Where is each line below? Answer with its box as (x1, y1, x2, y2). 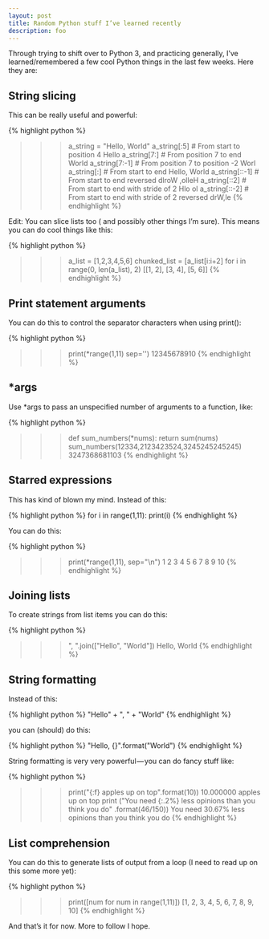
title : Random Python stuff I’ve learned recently (8, 19, 181, 27)
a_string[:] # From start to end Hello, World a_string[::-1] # (67, 167, 259, 177)
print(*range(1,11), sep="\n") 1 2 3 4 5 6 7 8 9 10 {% (67, 557, 237, 567)
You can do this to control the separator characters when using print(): (8, 318, 242, 327)
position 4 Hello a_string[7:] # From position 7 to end (67, 150, 243, 160)
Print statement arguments (8, 296, 146, 310)
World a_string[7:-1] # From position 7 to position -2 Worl (67, 158, 256, 169)
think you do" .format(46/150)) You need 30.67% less (67, 804, 245, 815)
